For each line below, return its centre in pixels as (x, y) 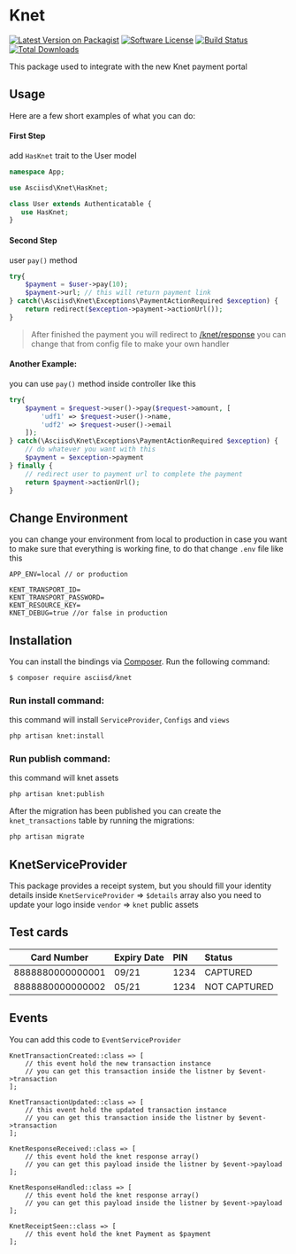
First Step (27, 136)
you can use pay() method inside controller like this (102, 383)
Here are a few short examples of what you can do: (102, 115)
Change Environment (68, 518)
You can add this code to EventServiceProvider (95, 1039)
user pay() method (43, 260)
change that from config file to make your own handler (130, 344)
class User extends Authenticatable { (80, 204)
